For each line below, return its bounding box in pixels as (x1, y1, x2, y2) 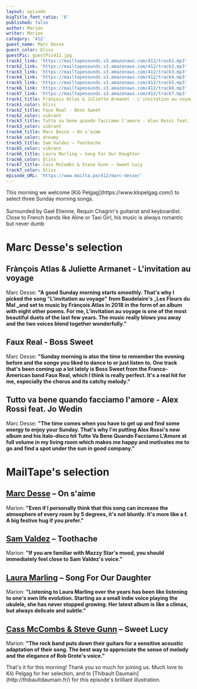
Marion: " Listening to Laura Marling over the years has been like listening (6, 588, 188, 595)
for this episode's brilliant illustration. (71, 676, 161, 683)
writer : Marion (6, 31, 43, 36)
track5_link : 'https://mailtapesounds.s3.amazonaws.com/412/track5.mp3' (6, 80, 188, 86)
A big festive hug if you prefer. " (6, 517, 84, 524)
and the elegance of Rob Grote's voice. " (6, 652, 106, 659)
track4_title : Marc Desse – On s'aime (6, 129, 101, 135)
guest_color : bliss (6, 47, 54, 53)
